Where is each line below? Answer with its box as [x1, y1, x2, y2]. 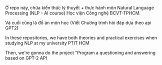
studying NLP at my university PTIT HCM [5, 40, 89, 46]
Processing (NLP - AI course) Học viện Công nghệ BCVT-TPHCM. [5, 10, 141, 16]
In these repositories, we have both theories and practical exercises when [5, 35, 157, 40]
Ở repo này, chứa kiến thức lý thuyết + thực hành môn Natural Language [5, 5, 154, 10]
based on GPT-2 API [5, 55, 47, 61]
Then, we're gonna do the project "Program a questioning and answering [5, 50, 156, 55]
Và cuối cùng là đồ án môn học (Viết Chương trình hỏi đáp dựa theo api [5, 20, 151, 25]
